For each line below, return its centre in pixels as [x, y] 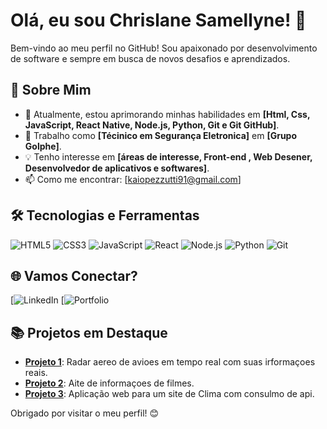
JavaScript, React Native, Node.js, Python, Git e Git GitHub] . [152, 125]
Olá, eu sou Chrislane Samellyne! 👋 [158, 20]
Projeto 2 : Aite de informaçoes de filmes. [109, 383]
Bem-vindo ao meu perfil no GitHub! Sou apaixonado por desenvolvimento [164, 48]
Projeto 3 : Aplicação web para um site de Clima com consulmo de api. [169, 394]
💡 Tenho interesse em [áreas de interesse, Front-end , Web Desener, [168, 156]
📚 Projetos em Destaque [89, 332]
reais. [36, 373]
